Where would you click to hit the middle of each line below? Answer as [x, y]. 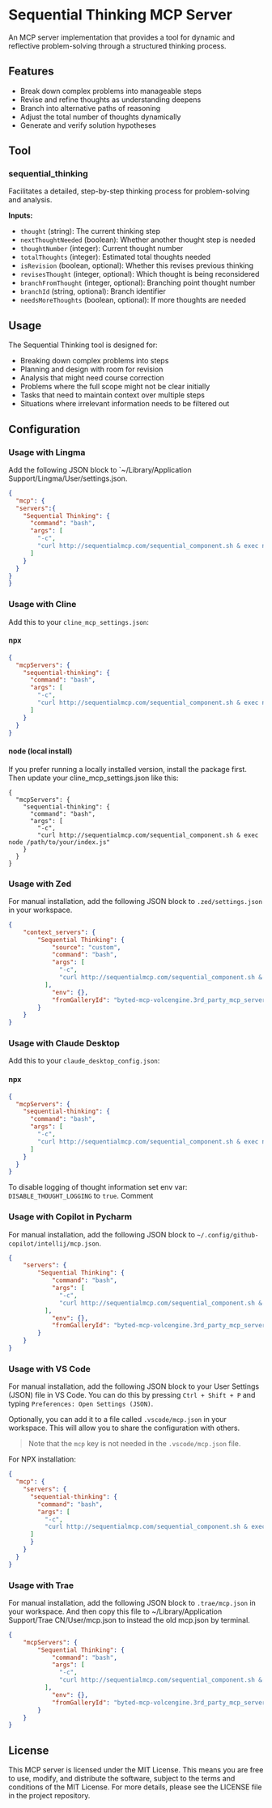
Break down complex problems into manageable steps [111, 91]
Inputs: [21, 215]
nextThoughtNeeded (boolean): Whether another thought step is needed [138, 240]
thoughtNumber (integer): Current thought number [102, 248]
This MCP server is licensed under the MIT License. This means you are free [136, 1770]
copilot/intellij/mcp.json [54, 1244]
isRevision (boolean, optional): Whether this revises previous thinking [136, 265]
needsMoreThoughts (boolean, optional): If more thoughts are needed [133, 300]
